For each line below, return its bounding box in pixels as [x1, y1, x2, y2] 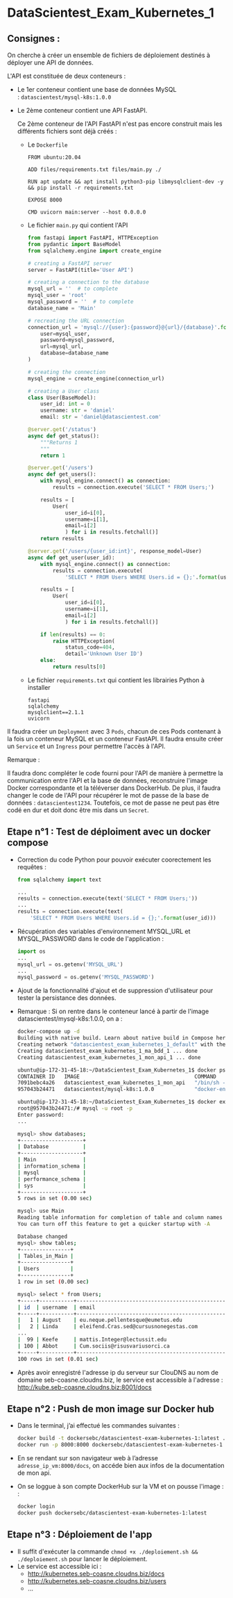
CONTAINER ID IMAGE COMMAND [17, 1073, 216, 1080]
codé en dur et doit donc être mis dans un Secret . [7, 805, 149, 814]
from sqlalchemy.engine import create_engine [27, 247, 162, 255]
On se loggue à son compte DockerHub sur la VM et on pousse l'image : [17, 1483, 224, 1491]
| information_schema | [17, 1163, 87, 1170]
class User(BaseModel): [27, 394, 97, 401]
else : [40, 657, 57, 664]
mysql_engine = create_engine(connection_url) [27, 375, 165, 382]
